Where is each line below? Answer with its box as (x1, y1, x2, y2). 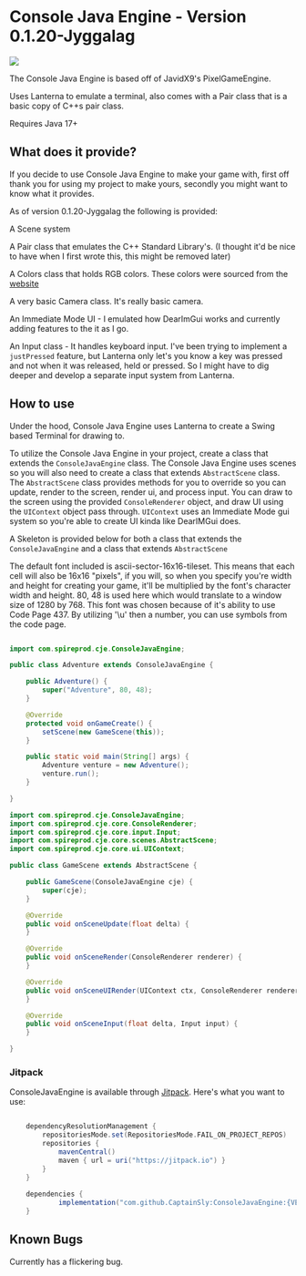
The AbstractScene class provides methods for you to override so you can (9, 477, 287, 488)
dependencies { (25, 1189, 84, 1199)
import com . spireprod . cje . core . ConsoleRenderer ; (9, 818, 198, 828)
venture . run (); (42, 769, 100, 778)
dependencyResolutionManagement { (25, 1122, 157, 1131)
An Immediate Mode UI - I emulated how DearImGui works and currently (9, 313, 280, 324)
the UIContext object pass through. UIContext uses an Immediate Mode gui (9, 506, 290, 517)
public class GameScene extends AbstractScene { (9, 861, 198, 870)
